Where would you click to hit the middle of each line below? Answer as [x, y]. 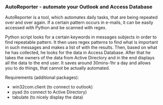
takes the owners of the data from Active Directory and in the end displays [80, 58]
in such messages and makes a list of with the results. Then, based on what [81, 48]
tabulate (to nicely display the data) [48, 97]
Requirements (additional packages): [42, 78]
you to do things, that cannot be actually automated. [58, 68]
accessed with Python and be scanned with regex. [56, 28]
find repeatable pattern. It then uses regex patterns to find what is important [81, 42]
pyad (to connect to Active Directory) [49, 92]
